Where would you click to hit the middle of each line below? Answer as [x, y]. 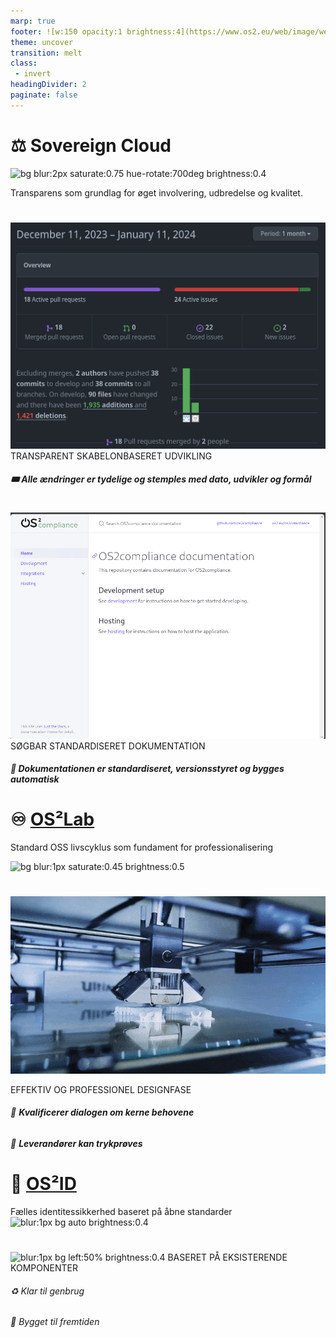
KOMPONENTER [44, 1268]
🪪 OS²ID [43, 1184]
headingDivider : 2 [48, 85]
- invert [33, 74]
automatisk [35, 779]
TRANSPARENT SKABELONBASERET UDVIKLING [111, 456]
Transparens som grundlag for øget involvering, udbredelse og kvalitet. [156, 192]
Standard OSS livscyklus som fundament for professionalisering [142, 847]
